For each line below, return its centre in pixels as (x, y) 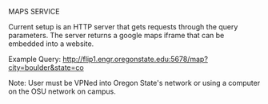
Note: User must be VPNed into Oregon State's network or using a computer (134, 83)
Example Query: (35, 59)
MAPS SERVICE (34, 12)
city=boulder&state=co (46, 67)
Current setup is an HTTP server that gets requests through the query (123, 27)
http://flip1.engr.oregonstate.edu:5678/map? (135, 59)
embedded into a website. (51, 44)
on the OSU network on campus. (62, 91)
